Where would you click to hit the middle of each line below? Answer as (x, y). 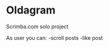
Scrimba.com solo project (37, 26)
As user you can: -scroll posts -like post (54, 38)
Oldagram (31, 10)
